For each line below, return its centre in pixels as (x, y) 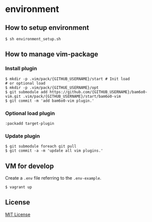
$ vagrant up (19, 187)
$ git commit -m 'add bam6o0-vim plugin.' (50, 101)
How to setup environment (47, 28)
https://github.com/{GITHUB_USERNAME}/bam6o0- (99, 92)
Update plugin (23, 136)
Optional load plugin (30, 113)
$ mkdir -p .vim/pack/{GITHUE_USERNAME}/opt (52, 88)
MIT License (18, 214)
